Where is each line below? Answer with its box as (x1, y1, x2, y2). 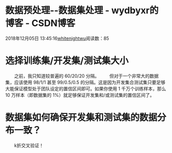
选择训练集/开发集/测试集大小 (5, 55, 129, 67)
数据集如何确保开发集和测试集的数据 (5, 112, 158, 123)
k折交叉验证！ (14, 142, 44, 148)
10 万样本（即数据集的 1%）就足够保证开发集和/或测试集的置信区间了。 (5, 92, 155, 98)
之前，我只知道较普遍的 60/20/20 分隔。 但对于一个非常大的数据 (14, 72, 159, 79)
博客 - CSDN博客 (5, 17, 76, 29)
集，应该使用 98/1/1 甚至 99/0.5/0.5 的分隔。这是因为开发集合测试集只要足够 (5, 79, 166, 85)
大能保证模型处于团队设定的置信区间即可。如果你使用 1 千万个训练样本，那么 (5, 85, 166, 92)
